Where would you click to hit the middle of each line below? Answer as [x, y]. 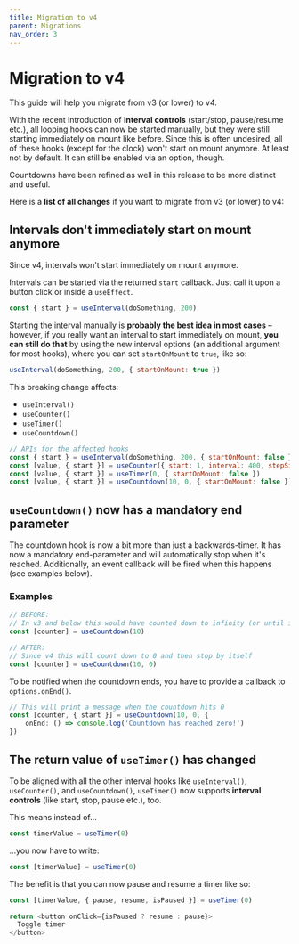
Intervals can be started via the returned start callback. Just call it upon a [145, 282]
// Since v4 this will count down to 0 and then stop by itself [131, 655]
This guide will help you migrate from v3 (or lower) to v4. [113, 102]
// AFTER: [28, 647]
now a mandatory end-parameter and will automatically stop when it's [137, 555]
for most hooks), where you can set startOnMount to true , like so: [128, 354]
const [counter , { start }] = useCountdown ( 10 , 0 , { [109, 715]
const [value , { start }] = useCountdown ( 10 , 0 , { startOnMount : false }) [151, 482]
